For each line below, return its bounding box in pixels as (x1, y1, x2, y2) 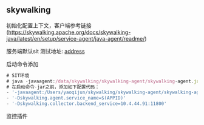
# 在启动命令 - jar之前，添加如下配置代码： (6, 84, 100, 90)
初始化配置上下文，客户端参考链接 (6, 21, 92, 29)
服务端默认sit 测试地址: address (6, 47, 85, 55)
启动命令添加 (6, 60, 38, 67)
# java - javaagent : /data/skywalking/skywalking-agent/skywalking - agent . (6, 78, 194, 84)
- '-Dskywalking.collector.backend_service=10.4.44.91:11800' (6, 101, 167, 107)
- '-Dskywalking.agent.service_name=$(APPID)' (6, 95, 126, 101)
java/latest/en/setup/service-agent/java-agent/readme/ (6, 35, 145, 42)
